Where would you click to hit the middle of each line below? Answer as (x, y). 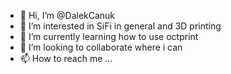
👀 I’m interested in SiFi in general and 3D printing (120, 26)
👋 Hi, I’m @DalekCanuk (67, 15)
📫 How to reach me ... (66, 58)
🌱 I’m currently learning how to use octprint (109, 36)
